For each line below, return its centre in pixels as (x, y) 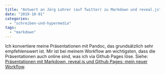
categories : (17, 18)
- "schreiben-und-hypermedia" (40, 23)
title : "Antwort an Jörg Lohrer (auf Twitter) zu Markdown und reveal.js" (83, 9)
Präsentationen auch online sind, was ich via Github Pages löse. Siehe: (77, 56)
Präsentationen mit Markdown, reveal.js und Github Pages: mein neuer (76, 62)
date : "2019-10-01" (25, 14)
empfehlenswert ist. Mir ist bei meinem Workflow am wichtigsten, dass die (80, 51)
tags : (11, 28)
